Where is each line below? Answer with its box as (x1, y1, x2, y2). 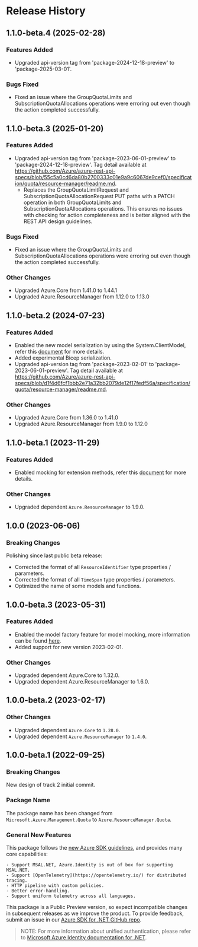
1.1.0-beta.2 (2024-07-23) (6, 310, 105, 320)
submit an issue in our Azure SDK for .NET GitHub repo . (6, 916, 142, 923)
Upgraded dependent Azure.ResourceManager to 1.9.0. (14, 503, 145, 511)
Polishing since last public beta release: (6, 552, 102, 559)
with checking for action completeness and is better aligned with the (23, 211, 191, 218)
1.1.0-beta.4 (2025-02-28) (6, 28, 106, 38)
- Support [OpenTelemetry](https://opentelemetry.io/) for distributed (6, 872, 186, 879)
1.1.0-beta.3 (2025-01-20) (6, 123, 104, 134)
